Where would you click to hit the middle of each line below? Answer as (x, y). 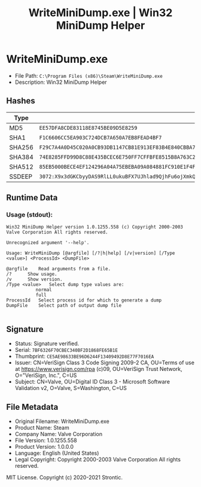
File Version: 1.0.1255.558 (46, 440)
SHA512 (22, 166)
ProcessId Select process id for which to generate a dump (84, 300)
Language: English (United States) (57, 453)
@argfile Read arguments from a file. (59, 269)
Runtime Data (32, 198)
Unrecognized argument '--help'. (48, 243)
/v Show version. (34, 279)
